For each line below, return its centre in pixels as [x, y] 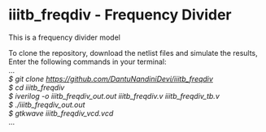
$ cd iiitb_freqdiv [37, 87]
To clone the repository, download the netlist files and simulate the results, [133, 53]
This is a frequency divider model [64, 37]
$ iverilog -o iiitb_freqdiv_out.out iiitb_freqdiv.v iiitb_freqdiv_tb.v [114, 96]
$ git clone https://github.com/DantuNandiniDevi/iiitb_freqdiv [111, 79]
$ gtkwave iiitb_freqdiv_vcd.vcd [61, 113]
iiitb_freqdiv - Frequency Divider [120, 15]
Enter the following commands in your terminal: [87, 62]
